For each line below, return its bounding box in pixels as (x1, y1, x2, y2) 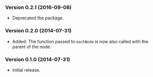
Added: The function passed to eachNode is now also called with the (12, 38, 149, 44)
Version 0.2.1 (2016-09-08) (5, 4, 72, 11)
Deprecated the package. (12, 15, 64, 21)
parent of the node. (12, 44, 51, 50)
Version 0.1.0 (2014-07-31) (5, 56, 70, 63)
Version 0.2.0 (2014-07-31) (5, 27, 72, 34)
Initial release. (12, 67, 41, 73)
